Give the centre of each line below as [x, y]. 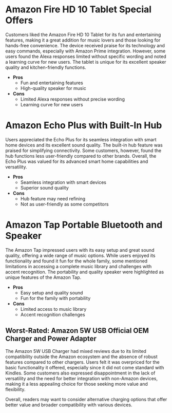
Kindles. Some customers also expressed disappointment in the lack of [80, 373]
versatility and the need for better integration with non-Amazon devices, [82, 378]
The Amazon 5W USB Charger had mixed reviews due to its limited [76, 351]
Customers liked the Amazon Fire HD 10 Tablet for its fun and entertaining [83, 34]
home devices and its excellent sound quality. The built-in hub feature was [84, 145]
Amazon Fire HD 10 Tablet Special [79, 10]
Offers [19, 20]
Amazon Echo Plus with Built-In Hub [84, 126]
